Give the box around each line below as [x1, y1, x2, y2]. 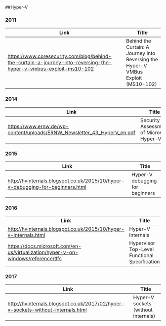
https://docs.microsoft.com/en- [7, 243, 82, 250]
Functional [129, 252, 154, 259]
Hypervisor [129, 240, 156, 246]
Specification [129, 258, 160, 265]
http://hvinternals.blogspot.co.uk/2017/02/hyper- [7, 300, 124, 307]
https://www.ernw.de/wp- [7, 123, 69, 130]
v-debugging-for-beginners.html [7, 183, 86, 190]
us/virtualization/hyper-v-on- [7, 249, 79, 256]
